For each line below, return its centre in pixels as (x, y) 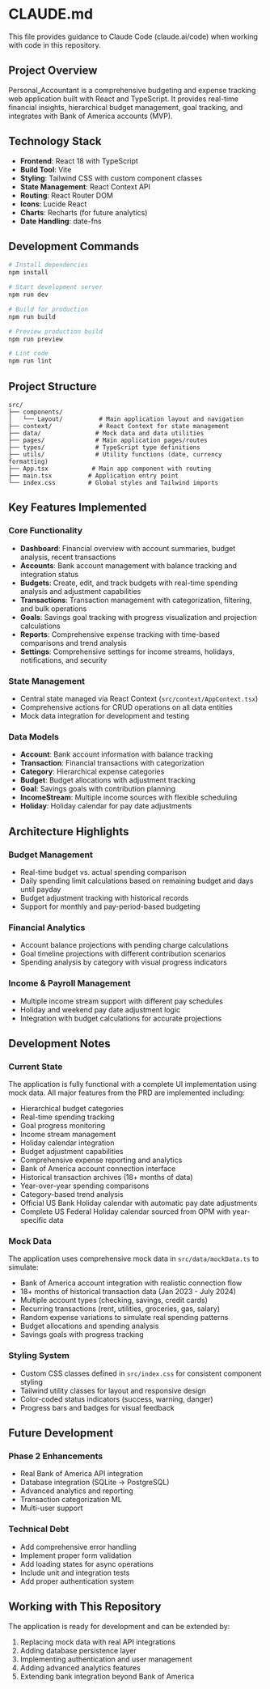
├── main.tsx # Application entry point (94, 475)
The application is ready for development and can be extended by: (119, 1626)
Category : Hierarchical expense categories (92, 772)
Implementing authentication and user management (106, 1659)
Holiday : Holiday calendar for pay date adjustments (106, 806)
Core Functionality (46, 531)
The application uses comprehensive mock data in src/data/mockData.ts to (134, 1258)
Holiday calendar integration (67, 1143)
